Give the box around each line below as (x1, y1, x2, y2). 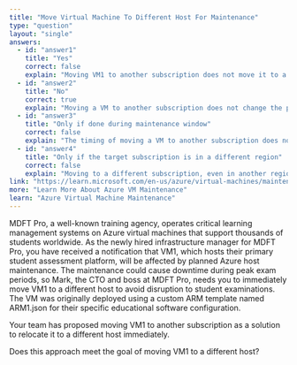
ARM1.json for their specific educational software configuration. (9, 302, 241, 313)
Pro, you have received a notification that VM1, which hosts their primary (9, 246, 274, 256)
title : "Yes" (25, 54, 73, 63)
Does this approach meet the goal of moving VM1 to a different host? (9, 346, 260, 356)
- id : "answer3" (17, 111, 77, 120)
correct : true (25, 95, 77, 104)
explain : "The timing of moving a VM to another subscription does (25, 136, 278, 145)
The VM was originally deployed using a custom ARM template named (9, 293, 265, 303)
